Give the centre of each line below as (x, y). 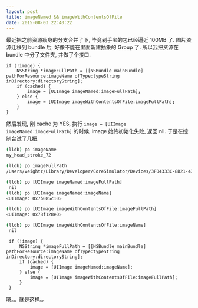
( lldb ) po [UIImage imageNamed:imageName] (59, 193)
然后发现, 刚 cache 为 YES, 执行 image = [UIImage (66, 124)
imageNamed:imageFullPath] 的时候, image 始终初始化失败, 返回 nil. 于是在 (95, 131)
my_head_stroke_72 (29, 155)
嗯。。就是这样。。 (27, 299)
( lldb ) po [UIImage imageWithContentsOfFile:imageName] (76, 225)
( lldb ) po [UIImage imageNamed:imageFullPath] (64, 182)
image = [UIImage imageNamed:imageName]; (81, 267)
